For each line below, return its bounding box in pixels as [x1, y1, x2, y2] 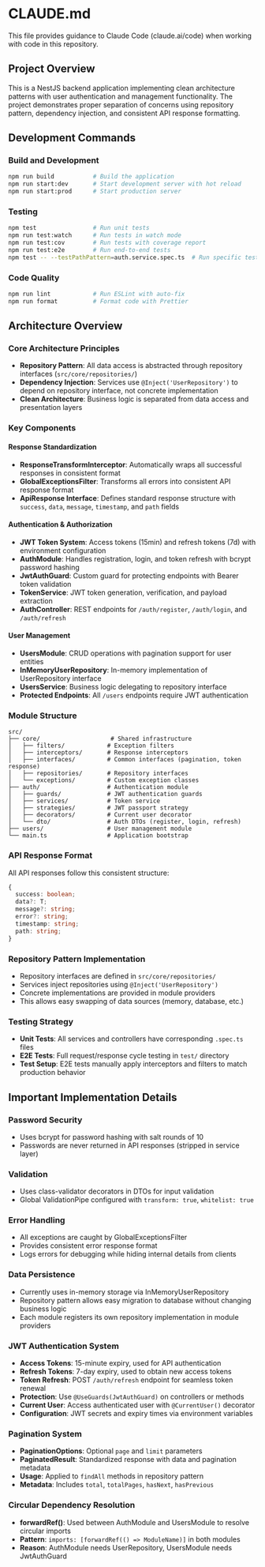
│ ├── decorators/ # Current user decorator [8, 811, 192, 819]
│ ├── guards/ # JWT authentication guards [8, 791, 203, 799]
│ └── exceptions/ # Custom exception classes [8, 776, 200, 784]
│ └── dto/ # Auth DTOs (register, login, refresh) [8, 818, 242, 826]
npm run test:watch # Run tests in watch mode [8, 231, 181, 239]
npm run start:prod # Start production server [8, 187, 181, 196]
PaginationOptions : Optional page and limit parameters [19, 1446, 203, 1456]
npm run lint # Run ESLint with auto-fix [8, 290, 185, 299]
